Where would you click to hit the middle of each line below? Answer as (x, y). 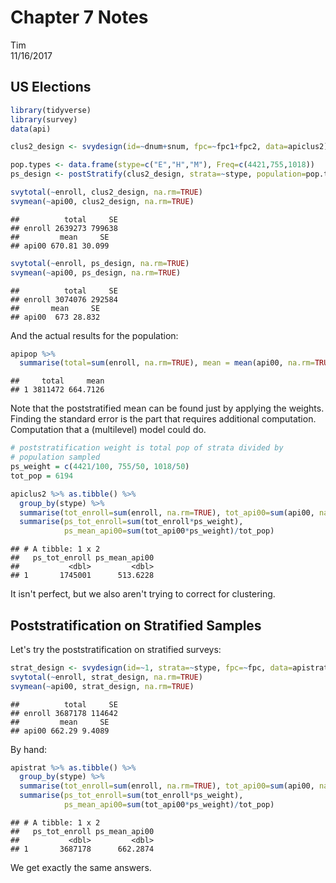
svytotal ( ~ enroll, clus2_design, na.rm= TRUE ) (106, 192)
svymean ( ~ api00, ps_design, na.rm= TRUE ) (96, 272)
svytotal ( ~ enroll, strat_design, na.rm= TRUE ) (106, 677)
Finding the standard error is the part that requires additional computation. (163, 419)
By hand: (28, 749)
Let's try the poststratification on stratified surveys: (116, 649)
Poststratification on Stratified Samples (136, 625)
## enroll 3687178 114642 (64, 713)
